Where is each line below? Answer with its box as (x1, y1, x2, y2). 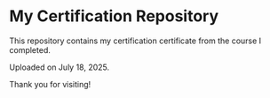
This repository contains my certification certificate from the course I (9, 35, 262, 46)
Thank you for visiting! (9, 79, 91, 89)
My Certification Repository (9, 6, 219, 26)
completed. (9, 44, 51, 55)
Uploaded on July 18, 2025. (9, 62, 110, 72)
